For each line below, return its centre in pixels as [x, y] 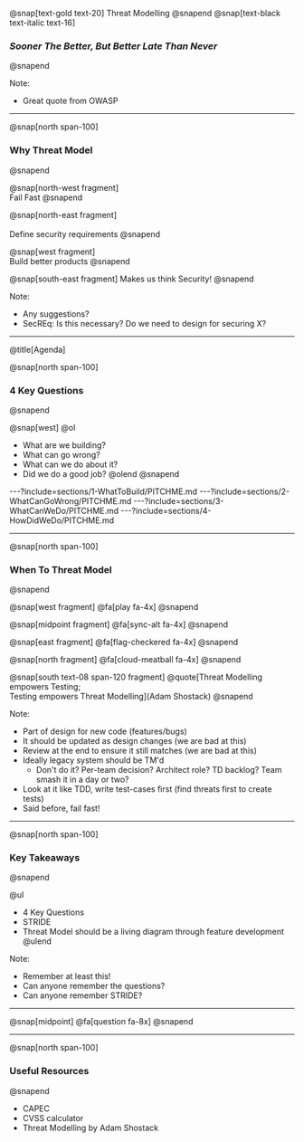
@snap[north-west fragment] [64, 187]
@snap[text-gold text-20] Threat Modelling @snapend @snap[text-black [145, 13]
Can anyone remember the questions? [94, 986]
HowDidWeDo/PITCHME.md [62, 520]
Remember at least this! [66, 976]
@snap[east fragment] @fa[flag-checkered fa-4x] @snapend [124, 642]
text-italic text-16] [43, 23]
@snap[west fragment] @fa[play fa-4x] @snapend [104, 607]
